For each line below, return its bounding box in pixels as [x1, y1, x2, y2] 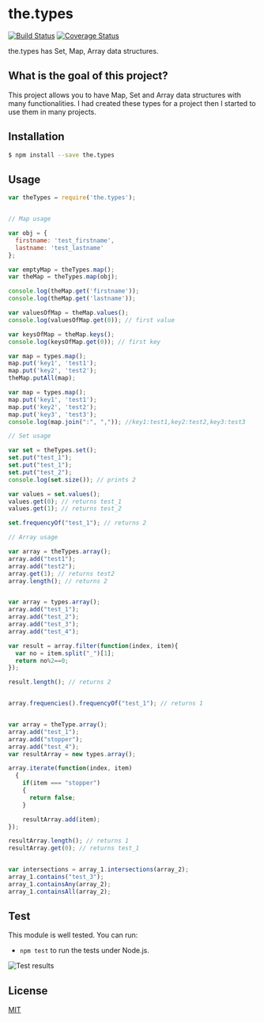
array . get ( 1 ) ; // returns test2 [8, 570, 115, 577]
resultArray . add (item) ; [22, 816, 101, 823]
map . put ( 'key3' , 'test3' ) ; [8, 411, 97, 418]
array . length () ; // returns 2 [8, 577, 108, 585]
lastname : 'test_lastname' [15, 244, 104, 252]
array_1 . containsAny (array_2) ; [8, 880, 111, 888]
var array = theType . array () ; [8, 721, 108, 729]
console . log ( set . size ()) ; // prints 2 [8, 475, 136, 483]
